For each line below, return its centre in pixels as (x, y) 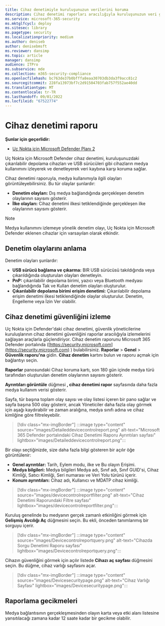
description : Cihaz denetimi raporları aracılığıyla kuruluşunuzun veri (81, 14)
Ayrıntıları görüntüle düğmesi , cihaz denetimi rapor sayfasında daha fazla (82, 384)
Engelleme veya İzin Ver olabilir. (44, 301)
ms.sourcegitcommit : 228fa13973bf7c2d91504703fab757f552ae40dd (71, 83)
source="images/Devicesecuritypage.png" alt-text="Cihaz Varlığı (83, 580)
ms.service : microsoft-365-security (42, 19)
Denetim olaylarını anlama (46, 248)
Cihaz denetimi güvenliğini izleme (58, 317)
